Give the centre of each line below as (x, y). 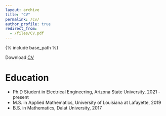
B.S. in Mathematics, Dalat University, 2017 (57, 108)
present (20, 97)
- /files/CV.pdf (27, 33)
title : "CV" (18, 15)
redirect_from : (21, 29)
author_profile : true (28, 24)
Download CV (20, 57)
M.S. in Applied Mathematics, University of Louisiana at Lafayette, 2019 (87, 102)
